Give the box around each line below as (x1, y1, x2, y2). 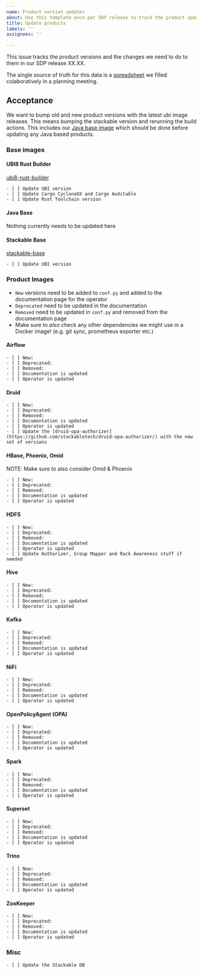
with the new (160, 434, 193, 440)
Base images (6, 146, 45, 154)
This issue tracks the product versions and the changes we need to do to (6, 53, 188, 60)
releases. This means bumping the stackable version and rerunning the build (6, 117, 197, 124)
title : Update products (6, 20, 66, 26)
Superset (6, 805, 30, 813)
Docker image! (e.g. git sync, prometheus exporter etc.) (14, 327, 154, 335)
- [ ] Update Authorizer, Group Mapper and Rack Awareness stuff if (6, 550, 182, 556)
